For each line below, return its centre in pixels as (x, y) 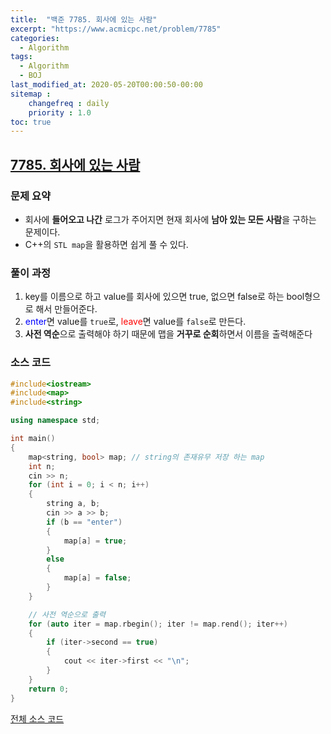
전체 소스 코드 (37, 718)
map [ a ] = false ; (97, 578)
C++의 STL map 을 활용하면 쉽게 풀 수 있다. (106, 244)
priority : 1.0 (60, 112)
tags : (21, 57)
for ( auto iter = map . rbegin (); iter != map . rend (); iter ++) (158, 624)
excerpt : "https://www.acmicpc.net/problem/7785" (116, 29)
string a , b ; (73, 504)
